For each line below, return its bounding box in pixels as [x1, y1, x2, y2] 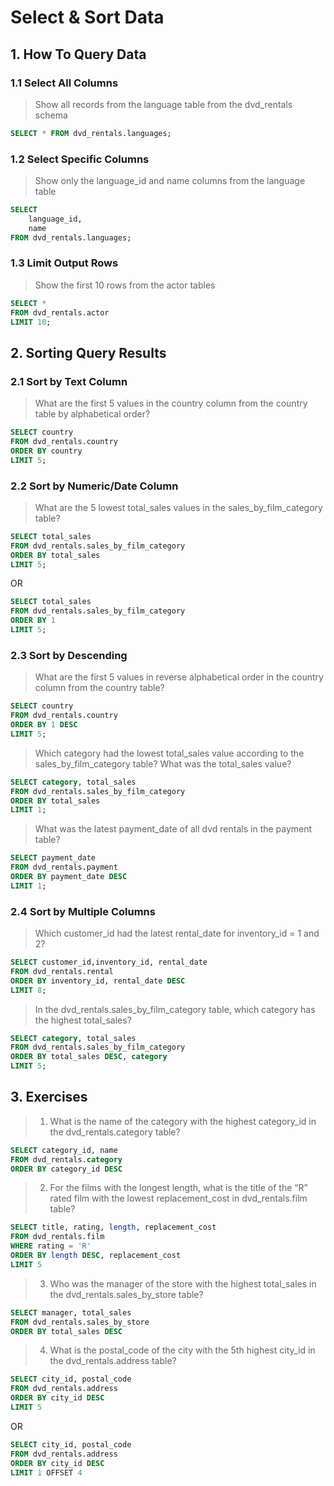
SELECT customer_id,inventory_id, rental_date [10, 957, 208, 968]
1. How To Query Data [10, 46, 147, 63]
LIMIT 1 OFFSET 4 [10, 1467, 83, 1478]
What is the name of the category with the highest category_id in [49, 1115, 317, 1127]
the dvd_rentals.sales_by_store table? [49, 1288, 204, 1300]
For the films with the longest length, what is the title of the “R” [49, 1182, 308, 1194]
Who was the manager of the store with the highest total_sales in [49, 1277, 317, 1290]
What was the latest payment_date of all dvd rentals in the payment [34, 823, 313, 835]
